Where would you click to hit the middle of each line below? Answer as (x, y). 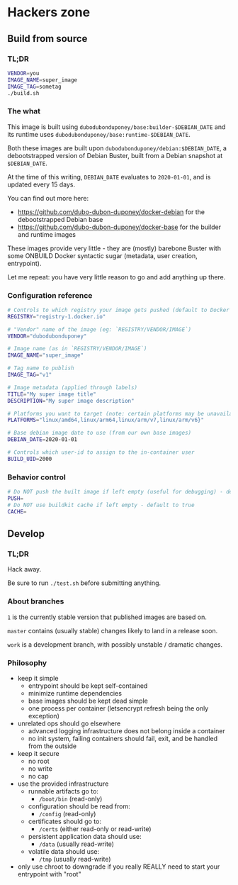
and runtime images (47, 234)
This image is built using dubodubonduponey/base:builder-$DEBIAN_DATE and (117, 127)
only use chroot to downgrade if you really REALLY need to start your (119, 867)
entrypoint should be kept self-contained (88, 686)
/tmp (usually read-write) (75, 859)
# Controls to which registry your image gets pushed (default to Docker (119, 310)
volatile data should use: (64, 851)
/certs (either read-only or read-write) (95, 829)
